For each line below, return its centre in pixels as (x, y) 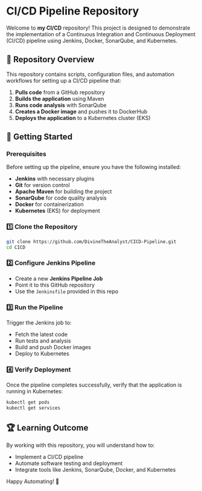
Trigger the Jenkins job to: (39, 323)
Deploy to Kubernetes (42, 353)
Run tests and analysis (43, 341)
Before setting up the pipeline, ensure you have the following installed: (94, 167)
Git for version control (43, 185)
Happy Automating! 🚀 (33, 481)
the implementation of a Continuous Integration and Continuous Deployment (101, 34)
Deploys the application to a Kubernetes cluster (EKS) (83, 118)
